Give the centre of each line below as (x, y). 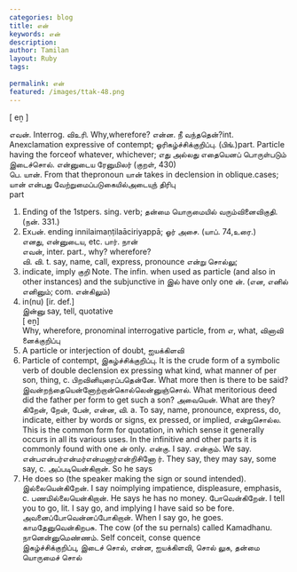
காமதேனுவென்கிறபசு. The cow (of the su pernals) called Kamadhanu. (147, 527)
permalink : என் (37, 83)
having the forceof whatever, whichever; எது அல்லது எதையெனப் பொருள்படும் (148, 154)
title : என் (29, 26)
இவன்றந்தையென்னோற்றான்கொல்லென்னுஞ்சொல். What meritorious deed (149, 389)
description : (33, 42)
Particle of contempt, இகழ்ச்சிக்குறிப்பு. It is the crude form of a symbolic (151, 360)
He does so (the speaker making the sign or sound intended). (134, 478)
